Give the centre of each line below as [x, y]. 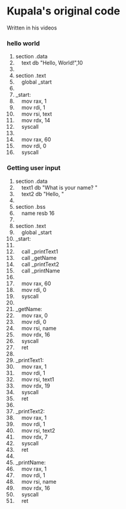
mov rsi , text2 [38, 430]
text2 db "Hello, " [43, 194]
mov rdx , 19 [36, 386]
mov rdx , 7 [34, 437]
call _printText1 [40, 251]
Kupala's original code [64, 11]
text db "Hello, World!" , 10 [52, 63]
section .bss [30, 206]
